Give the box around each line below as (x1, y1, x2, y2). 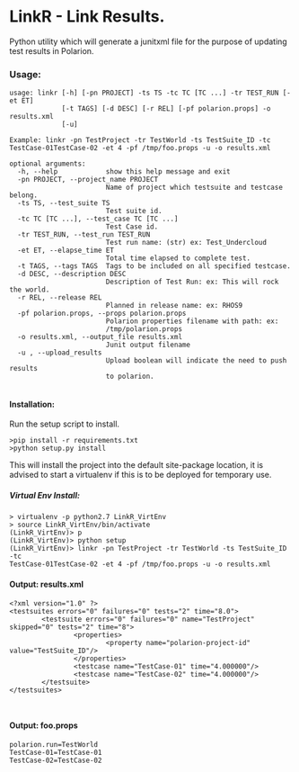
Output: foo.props (9, 720, 78, 731)
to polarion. (105, 372, 154, 382)
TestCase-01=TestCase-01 (9, 748, 102, 757)
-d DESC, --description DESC (17, 270, 127, 279)
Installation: (9, 399, 56, 409)
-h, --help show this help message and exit (17, 167, 231, 176)
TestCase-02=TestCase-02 (9, 756, 102, 765)
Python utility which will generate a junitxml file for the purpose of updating (9, 36, 287, 47)
